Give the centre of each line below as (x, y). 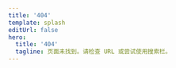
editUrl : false (33, 30)
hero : (17, 37)
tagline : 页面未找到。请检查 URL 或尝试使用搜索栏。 (94, 52)
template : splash (37, 23)
